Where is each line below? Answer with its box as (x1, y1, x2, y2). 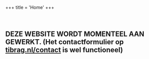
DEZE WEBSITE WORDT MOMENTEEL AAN (5, 30, 145, 39)
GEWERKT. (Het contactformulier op (5, 38, 124, 46)
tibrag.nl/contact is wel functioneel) (5, 46, 123, 54)
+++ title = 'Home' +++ (5, 5, 55, 10)
